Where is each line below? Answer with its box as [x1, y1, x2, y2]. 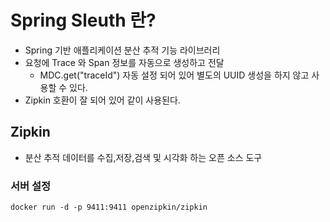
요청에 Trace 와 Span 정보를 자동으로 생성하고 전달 [24, 56, 225, 68]
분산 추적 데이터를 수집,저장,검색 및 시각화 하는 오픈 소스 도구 [24, 151, 263, 163]
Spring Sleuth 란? [10, 9, 157, 32]
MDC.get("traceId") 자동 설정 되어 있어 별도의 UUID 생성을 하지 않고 [39, 69, 310, 81]
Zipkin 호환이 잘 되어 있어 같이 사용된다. [24, 94, 181, 106]
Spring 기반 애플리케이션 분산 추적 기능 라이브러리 [24, 44, 221, 56]
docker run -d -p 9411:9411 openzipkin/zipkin [10, 202, 208, 213]
